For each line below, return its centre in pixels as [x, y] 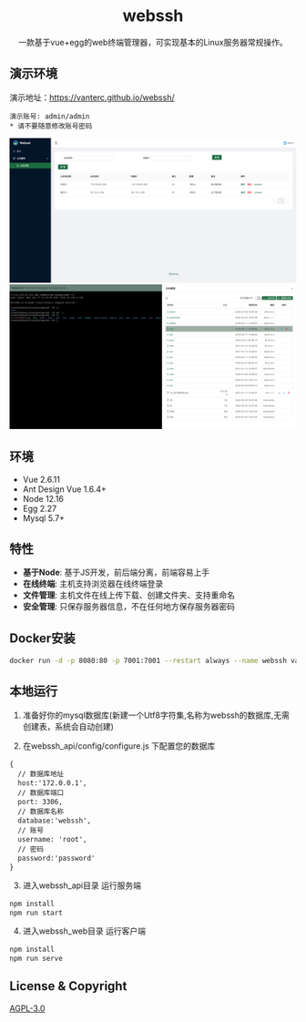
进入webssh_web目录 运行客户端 [84, 931]
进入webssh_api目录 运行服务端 [82, 885]
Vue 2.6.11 [41, 479]
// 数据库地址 [41, 774]
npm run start [36, 913]
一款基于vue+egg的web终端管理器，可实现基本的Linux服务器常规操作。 [153, 42]
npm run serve [36, 958]
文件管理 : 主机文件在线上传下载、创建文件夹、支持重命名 [128, 595]
